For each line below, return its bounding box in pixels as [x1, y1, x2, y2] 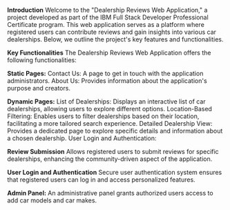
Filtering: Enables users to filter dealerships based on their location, [7, 112, 200, 120]
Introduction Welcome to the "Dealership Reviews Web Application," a [7, 6, 208, 14]
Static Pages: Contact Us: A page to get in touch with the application [7, 69, 204, 77]
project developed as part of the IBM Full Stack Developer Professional [7, 13, 209, 21]
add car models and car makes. [7, 196, 97, 204]
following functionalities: [7, 56, 77, 64]
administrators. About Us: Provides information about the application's [7, 77, 207, 85]
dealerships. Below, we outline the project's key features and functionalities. [7, 35, 224, 44]
